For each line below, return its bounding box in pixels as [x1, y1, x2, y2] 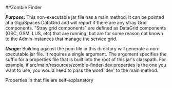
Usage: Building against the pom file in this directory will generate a [5, 46, 149, 51]
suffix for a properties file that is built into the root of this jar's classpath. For [5, 56, 166, 63]
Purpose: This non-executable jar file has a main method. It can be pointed [5, 14, 164, 20]
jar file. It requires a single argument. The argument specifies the [30, 51, 167, 57]
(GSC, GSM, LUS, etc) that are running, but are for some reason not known [5, 31, 163, 36]
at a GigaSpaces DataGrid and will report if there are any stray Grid [5, 20, 147, 25]
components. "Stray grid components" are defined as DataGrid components [5, 25, 166, 31]
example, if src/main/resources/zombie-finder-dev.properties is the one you [5, 62, 167, 68]
